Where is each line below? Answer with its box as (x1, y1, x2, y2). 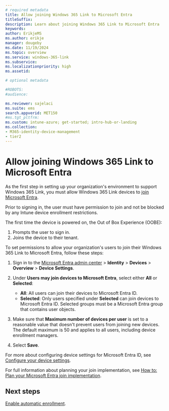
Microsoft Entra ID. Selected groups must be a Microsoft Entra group (20, 300, 163, 307)
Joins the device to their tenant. (12, 234, 79, 241)
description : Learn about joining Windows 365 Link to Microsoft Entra (5, 21, 159, 27)
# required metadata (5, 7, 49, 13)
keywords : (5, 26, 26, 31)
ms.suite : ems (5, 106, 35, 111)
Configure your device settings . (5, 357, 71, 363)
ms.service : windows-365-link (5, 54, 69, 60)
